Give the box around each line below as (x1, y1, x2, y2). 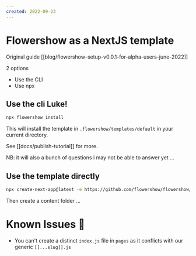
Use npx (14, 82, 35, 89)
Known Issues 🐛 (6, 218, 86, 231)
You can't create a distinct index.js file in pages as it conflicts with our (14, 237, 184, 244)
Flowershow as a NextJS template (6, 33, 174, 47)
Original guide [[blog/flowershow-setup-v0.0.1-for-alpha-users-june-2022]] (6, 53, 188, 60)
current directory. (6, 131, 48, 138)
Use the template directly (6, 171, 100, 181)
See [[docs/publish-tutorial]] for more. (6, 143, 98, 150)
